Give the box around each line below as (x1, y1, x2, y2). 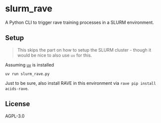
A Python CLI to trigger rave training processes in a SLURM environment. (5, 19, 155, 25)
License (5, 100, 30, 108)
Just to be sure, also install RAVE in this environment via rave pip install (5, 80, 156, 86)
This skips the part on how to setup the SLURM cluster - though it (17, 47, 152, 53)
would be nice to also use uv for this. (17, 52, 92, 58)
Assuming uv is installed (5, 61, 54, 67)
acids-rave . (5, 85, 29, 91)
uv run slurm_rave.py (5, 71, 50, 76)
